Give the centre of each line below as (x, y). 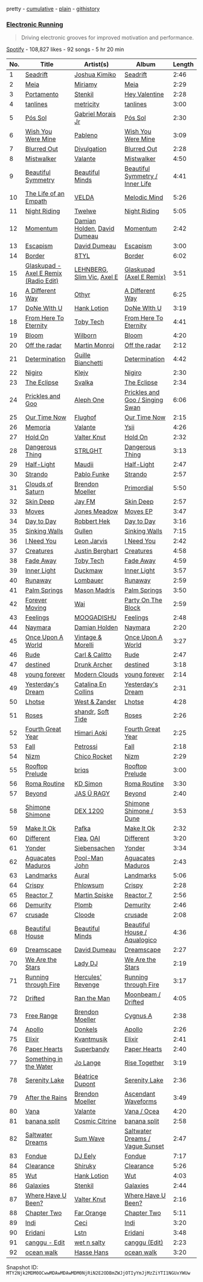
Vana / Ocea (142, 1112)
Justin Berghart (96, 551)
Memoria (38, 427)
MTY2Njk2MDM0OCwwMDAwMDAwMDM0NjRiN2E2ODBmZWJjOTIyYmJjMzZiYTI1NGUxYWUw (98, 1274)
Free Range (41, 1016)
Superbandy (92, 1049)
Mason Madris (95, 590)
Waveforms (141, 1102)
